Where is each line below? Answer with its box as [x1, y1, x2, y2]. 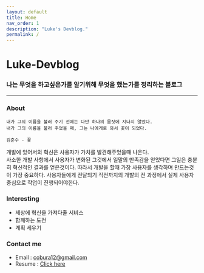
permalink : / [6, 32, 39, 38]
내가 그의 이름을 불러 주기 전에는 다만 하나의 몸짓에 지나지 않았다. [6, 119, 153, 125]
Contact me [6, 240, 42, 248]
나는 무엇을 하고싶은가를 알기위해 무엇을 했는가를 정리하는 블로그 [6, 80, 183, 89]
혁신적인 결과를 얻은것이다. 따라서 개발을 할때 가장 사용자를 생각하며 [12, 164, 173, 171]
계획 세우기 [15, 224, 42, 232]
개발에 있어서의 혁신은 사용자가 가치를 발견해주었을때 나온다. [6, 148, 149, 156]
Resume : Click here [15, 260, 66, 268]
